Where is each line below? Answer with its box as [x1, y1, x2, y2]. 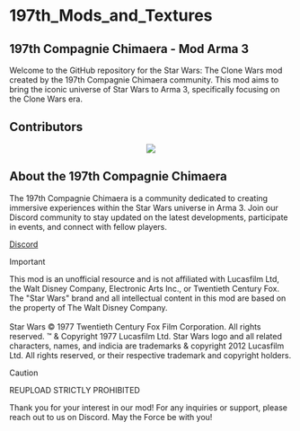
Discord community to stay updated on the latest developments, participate [9, 212, 289, 223]
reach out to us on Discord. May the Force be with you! [9, 411, 213, 422]
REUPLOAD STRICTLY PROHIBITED [9, 384, 141, 395]
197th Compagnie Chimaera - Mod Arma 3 [9, 41, 250, 57]
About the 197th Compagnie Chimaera [9, 169, 227, 184]
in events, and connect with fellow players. [9, 221, 168, 232]
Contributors [9, 119, 84, 135]
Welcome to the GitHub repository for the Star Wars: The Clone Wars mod [9, 65, 283, 75]
